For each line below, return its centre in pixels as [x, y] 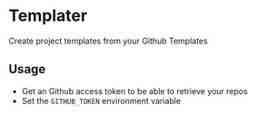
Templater [48, 16]
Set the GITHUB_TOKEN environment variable [101, 101]
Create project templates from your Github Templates [108, 41]
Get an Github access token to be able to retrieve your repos [135, 91]
